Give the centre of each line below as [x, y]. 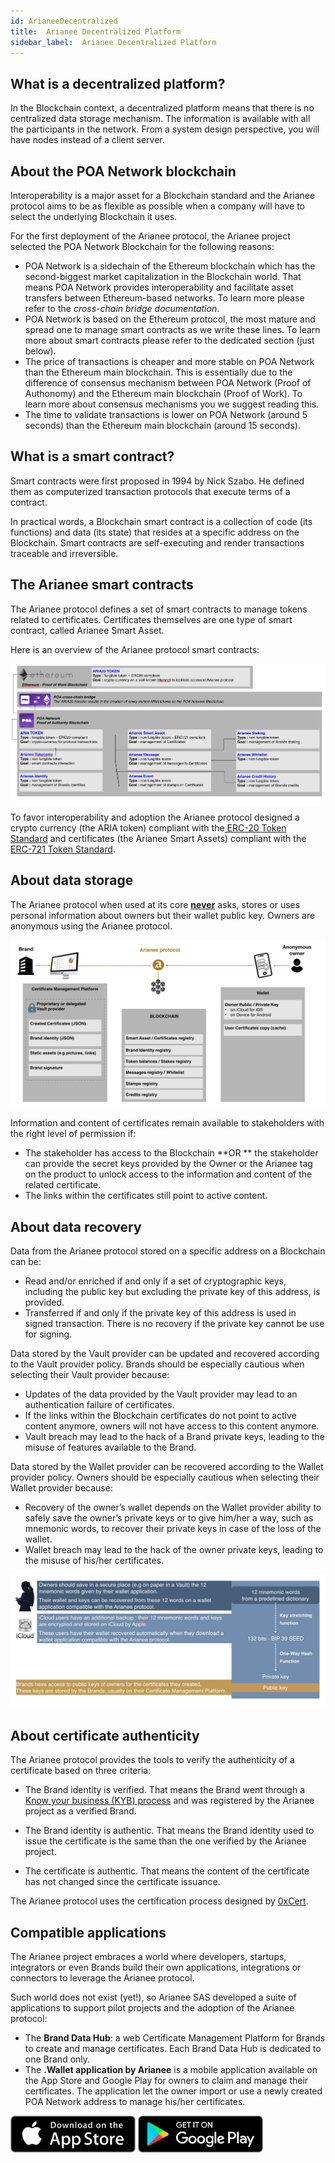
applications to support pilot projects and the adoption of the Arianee [152, 2007]
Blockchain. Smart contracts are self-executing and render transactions [157, 542]
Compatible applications [88, 1932]
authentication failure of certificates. [99, 1405]
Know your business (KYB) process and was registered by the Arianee [169, 1801]
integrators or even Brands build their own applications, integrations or [156, 1967]
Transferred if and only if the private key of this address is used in [160, 1313]
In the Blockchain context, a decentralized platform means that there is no [162, 108]
